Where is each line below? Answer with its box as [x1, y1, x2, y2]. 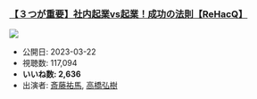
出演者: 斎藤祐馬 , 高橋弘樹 [21, 80, 118, 91]
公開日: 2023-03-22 [21, 46, 96, 57]
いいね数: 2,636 [21, 69, 82, 79]
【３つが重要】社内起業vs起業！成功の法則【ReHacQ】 [9, 7, 248, 20]
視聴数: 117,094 [21, 58, 78, 69]
